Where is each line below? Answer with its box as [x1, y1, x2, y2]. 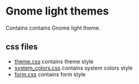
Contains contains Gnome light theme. [5, 24, 100, 31]
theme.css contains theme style [14, 57, 94, 65]
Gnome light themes [5, 4, 110, 18]
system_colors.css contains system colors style [14, 64, 133, 71]
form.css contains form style [14, 71, 86, 78]
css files [5, 42, 39, 52]
